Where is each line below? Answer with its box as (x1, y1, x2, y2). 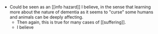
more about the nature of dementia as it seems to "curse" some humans (9, 9, 154, 15)
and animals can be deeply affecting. (9, 14, 84, 20)
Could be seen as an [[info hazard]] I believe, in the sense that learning (9, 4, 151, 10)
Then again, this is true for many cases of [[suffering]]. (16, 19, 126, 25)
